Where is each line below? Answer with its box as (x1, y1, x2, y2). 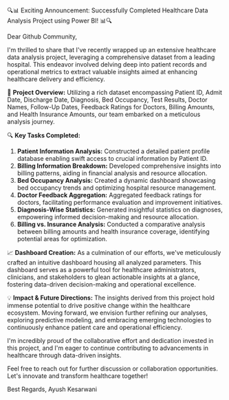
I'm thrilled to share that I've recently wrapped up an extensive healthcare (7, 46, 217, 54)
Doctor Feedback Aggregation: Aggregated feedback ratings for (17, 191, 201, 199)
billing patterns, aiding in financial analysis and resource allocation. (17, 169, 208, 177)
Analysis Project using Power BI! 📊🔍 (7, 16, 112, 25)
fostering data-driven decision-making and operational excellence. (7, 280, 196, 288)
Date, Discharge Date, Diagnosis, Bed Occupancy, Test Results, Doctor (7, 96, 208, 104)
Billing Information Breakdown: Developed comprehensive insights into (17, 162, 221, 170)
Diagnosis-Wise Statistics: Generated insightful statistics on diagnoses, (17, 205, 223, 214)
